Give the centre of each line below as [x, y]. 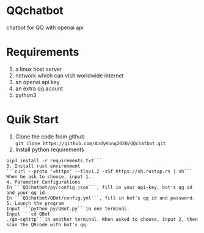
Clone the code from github [50, 136]
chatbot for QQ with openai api [45, 27]
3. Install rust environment [43, 166]
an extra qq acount [39, 88]
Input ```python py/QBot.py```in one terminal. [68, 209]
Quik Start [33, 120]
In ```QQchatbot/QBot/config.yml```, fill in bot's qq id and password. [101, 198]
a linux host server [38, 69]
